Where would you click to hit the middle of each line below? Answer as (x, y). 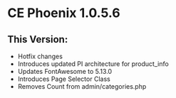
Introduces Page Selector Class (64, 79)
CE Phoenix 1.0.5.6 (64, 13)
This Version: (38, 39)
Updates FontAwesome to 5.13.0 (65, 71)
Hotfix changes (40, 56)
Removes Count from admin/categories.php (82, 86)
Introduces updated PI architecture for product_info (93, 64)
